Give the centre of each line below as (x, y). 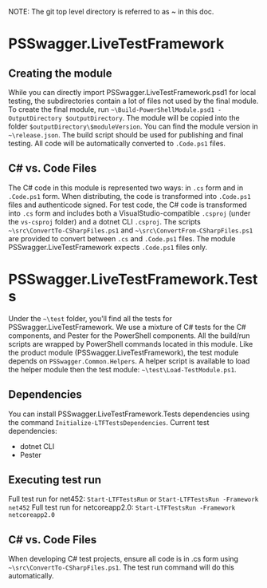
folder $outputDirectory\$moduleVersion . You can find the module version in (133, 126)
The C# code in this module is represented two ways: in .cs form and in (126, 188)
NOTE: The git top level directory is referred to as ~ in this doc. (111, 12)
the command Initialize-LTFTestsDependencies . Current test (109, 422)
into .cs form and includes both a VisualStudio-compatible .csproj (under (130, 213)
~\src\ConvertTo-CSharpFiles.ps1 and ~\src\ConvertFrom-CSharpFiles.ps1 (131, 230)
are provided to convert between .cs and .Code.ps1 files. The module (122, 238)
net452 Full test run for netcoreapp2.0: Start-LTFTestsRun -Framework (122, 507)
